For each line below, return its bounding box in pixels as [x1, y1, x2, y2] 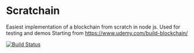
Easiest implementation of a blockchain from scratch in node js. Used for [6, 23, 181, 30]
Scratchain [6, 4, 60, 17]
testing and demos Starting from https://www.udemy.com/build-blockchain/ [6, 29, 188, 36]
